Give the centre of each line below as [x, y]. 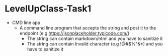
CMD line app [26, 22]
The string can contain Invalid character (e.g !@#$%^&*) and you [95, 43]
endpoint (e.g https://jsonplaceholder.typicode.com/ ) [74, 33]
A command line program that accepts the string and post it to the [88, 27]
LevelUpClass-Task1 [48, 9]
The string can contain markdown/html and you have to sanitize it [95, 38]
